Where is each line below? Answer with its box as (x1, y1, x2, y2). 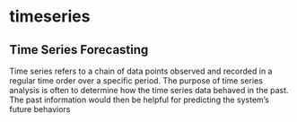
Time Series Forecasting (9, 42, 149, 57)
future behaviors (9, 104, 71, 114)
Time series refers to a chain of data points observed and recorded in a (9, 65, 273, 76)
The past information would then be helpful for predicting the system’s (9, 94, 269, 105)
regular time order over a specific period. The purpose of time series (9, 75, 263, 86)
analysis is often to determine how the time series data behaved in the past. (9, 85, 289, 95)
